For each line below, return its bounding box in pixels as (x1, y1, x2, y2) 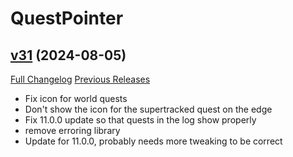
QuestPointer (10, 7, 124, 30)
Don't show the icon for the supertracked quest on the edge (24, 103, 273, 115)
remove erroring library (24, 125, 121, 136)
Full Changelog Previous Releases (10, 73, 151, 85)
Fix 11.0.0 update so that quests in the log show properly (24, 114, 257, 126)
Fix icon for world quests (24, 93, 128, 104)
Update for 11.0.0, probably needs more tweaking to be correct (24, 135, 283, 147)
